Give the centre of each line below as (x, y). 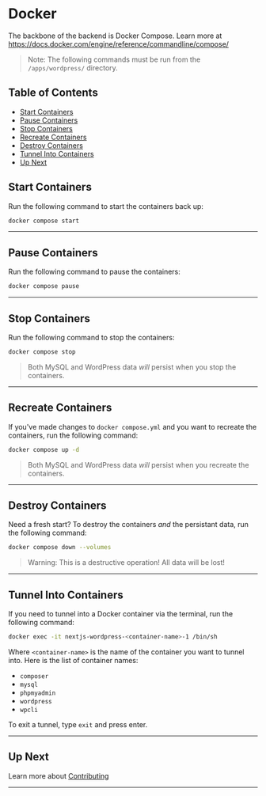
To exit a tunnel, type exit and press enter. (78, 724)
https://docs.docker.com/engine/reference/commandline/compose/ (119, 44)
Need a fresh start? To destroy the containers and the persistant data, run (129, 525)
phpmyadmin (38, 693)
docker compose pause (44, 286)
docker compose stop (42, 352)
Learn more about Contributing (59, 775)
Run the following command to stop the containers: (91, 337)
